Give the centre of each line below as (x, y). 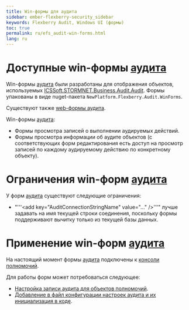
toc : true (18, 28)
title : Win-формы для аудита (42, 11)
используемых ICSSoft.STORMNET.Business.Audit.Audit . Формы (85, 90)
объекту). (27, 156)
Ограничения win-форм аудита (87, 179)
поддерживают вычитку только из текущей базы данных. (86, 219)
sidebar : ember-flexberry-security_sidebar (60, 17)
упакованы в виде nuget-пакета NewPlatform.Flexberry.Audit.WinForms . (94, 96)
